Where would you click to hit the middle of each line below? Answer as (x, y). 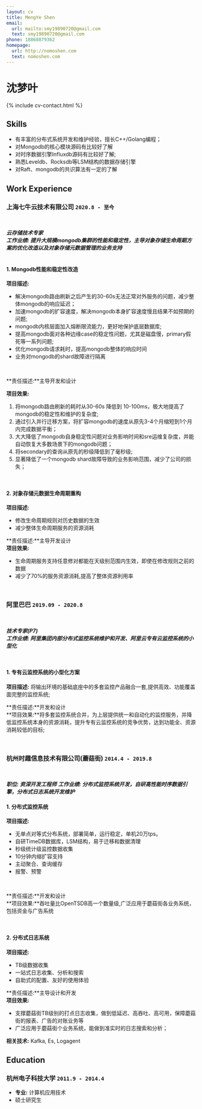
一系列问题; (40, 342)
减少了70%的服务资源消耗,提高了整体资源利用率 (74, 576)
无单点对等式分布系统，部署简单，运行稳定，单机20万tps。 (88, 834)
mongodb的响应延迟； (48, 304)
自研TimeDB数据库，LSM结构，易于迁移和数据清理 (78, 841)
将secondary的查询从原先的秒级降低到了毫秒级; (74, 452)
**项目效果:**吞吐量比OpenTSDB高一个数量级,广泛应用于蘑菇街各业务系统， (100, 903)
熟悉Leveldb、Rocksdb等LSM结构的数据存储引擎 (75, 162)
